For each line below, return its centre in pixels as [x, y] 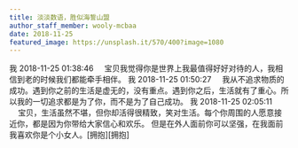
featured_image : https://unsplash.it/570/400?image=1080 [117, 42]
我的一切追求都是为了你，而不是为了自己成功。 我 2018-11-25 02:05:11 [145, 102]
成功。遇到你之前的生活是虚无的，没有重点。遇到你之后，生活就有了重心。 [145, 90]
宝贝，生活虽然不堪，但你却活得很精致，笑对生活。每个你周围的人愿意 [146, 113]
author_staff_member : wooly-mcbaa [73, 26]
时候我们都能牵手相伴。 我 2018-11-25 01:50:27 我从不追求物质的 [162, 80]
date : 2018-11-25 [41, 34]
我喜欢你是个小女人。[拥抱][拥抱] [70, 135]
